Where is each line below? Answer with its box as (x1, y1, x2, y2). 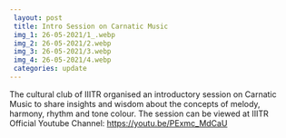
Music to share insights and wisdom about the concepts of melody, (9, 98, 261, 109)
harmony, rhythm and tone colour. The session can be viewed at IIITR (9, 108, 270, 119)
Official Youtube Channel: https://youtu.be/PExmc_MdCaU (9, 117, 228, 128)
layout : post (13, 13, 64, 23)
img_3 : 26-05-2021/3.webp (13, 47, 112, 56)
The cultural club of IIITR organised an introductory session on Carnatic (9, 88, 277, 100)
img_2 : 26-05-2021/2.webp (13, 38, 112, 48)
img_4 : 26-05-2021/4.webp (13, 55, 112, 64)
